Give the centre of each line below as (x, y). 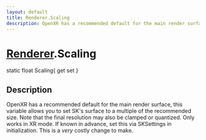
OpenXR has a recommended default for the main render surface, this (94, 105)
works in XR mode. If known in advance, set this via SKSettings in (89, 124)
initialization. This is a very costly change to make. (70, 131)
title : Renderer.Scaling (38, 18)
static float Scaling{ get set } (42, 70)
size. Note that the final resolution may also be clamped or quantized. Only (101, 117)
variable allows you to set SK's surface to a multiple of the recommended (99, 111)
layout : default (27, 12)
